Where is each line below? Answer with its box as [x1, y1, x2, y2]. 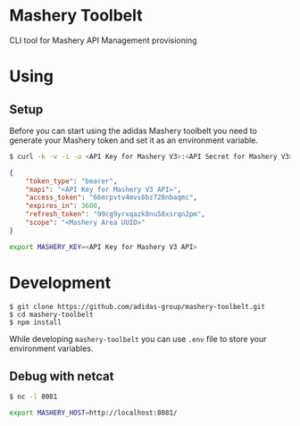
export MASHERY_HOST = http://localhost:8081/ [9, 408, 178, 418]
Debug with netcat [9, 369, 114, 384]
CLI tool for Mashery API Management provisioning [9, 35, 197, 46]
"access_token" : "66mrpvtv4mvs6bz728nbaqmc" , [25, 193, 198, 202]
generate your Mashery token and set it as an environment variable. [9, 135, 259, 146]
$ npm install [9, 318, 62, 327]
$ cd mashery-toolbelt [9, 310, 94, 319]
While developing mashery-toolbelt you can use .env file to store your [9, 333, 267, 344]
